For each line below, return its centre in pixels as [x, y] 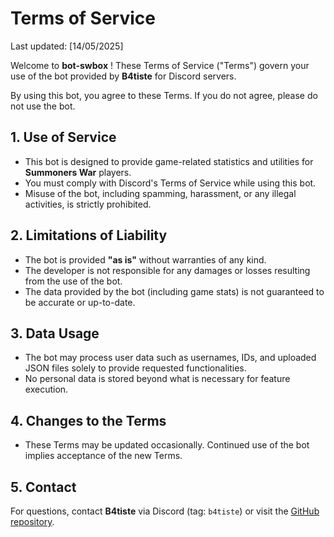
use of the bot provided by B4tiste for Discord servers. [123, 76]
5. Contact [43, 487]
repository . [32, 521]
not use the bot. [43, 106]
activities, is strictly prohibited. [88, 204]
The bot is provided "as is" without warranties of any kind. [145, 259]
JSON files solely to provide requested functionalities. [135, 368]
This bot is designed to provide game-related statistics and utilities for [169, 161]
